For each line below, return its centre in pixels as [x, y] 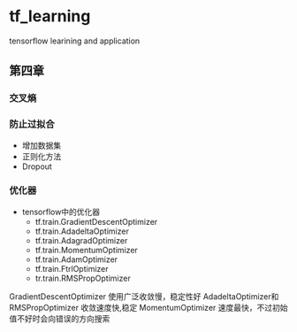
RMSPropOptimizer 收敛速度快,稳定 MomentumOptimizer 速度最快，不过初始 [149, 307]
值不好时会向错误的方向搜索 [60, 318]
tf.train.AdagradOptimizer [81, 240]
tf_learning [50, 16]
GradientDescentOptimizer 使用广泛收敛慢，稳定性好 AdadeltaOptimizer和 [144, 296]
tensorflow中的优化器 [61, 212]
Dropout [37, 166]
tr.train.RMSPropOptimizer [83, 278]
